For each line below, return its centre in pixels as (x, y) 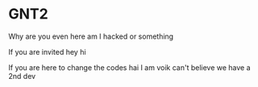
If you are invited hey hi (47, 52)
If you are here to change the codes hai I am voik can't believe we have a (130, 67)
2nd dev (22, 76)
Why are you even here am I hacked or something (91, 36)
